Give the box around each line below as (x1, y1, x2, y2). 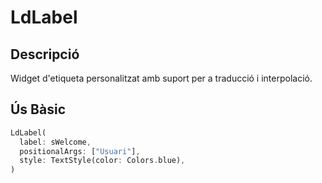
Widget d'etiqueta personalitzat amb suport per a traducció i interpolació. (10, 72, 313, 84)
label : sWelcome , (19, 137, 92, 147)
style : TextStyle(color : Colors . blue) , (19, 156, 186, 166)
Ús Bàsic (10, 101, 66, 118)
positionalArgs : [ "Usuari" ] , (19, 146, 141, 156)
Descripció (10, 46, 80, 63)
